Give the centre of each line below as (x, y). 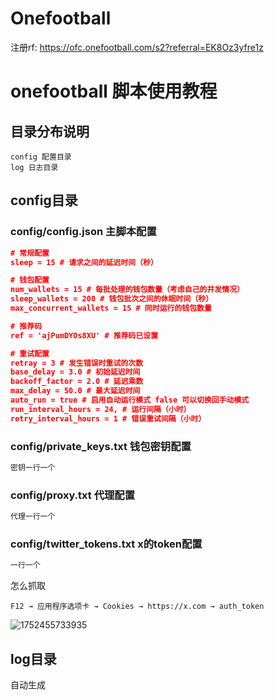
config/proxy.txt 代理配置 (73, 495)
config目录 (44, 200)
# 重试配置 (30, 353)
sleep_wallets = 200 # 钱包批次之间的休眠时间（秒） (112, 299)
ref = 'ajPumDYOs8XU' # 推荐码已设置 (84, 335)
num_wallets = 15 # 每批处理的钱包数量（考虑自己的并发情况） (127, 290)
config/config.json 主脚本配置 (83, 232)
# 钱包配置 (30, 280)
